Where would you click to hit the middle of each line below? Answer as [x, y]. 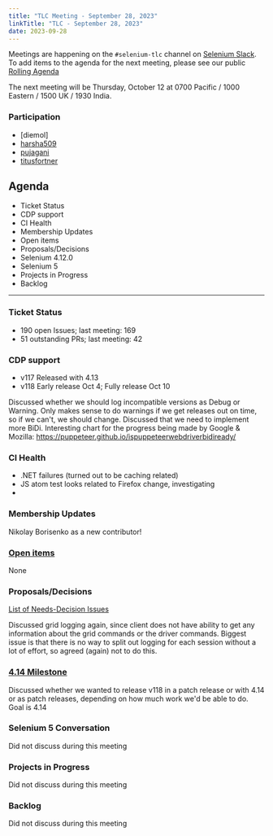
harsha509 [38, 143]
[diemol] [34, 134]
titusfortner [39, 160]
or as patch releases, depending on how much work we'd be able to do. [129, 698]
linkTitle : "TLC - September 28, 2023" [76, 24]
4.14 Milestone [38, 672]
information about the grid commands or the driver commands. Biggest [128, 634]
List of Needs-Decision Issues [59, 609]
